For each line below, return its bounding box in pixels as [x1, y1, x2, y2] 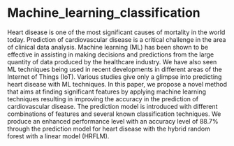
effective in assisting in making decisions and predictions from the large [7, 50, 214, 59]
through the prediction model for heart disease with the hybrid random [7, 124, 211, 133]
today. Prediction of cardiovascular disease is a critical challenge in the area [7, 35, 226, 43]
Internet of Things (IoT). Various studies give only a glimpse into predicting [7, 72, 222, 81]
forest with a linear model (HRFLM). [7, 131, 110, 140]
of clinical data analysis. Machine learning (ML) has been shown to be [7, 43, 208, 51]
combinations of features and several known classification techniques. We [7, 110, 221, 118]
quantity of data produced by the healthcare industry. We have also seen [7, 57, 217, 66]
